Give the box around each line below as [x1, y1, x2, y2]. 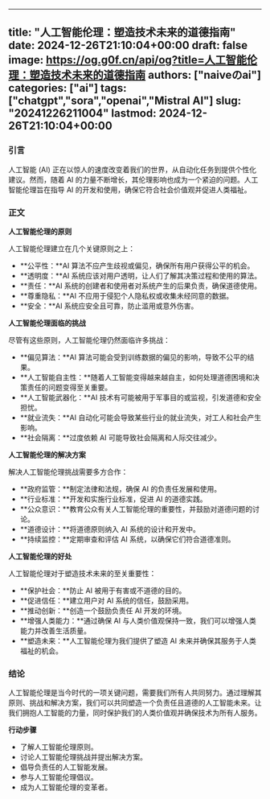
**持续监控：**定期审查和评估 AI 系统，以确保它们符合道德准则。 [19, 534, 235, 544]
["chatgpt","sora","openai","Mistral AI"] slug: [8, 94, 242, 108]
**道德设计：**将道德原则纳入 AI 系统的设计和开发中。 [19, 524, 201, 533]
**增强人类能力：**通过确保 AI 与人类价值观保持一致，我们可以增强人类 [19, 616, 257, 625]
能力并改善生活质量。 [19, 625, 91, 636]
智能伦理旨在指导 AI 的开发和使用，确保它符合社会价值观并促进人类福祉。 [8, 184, 252, 194]
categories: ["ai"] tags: [8, 81, 127, 95]
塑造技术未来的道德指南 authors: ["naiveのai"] [29, 68, 261, 82]
